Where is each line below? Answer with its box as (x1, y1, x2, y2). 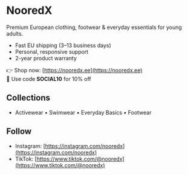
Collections (6, 93, 50, 103)
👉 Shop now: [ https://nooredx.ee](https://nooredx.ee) (6, 66, 143, 74)
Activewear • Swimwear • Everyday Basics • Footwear (15, 109, 152, 116)
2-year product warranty (15, 54, 77, 62)
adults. (6, 30, 24, 37)
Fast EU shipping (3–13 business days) (15, 42, 112, 49)
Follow (6, 126, 32, 136)
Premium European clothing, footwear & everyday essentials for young (6, 24, 183, 31)
